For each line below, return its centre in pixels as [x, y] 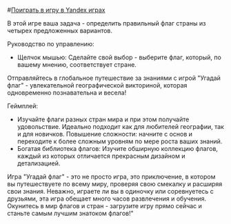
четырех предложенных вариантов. [60, 31]
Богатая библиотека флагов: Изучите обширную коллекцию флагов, [118, 149]
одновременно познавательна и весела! [67, 93]
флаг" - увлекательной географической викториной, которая [97, 85]
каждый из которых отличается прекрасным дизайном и [101, 156]
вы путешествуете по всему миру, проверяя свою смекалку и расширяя [115, 184]
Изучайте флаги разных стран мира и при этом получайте [103, 119]
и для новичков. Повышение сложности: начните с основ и [105, 134]
